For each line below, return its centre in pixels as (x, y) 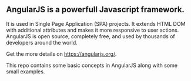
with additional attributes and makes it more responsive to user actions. (93, 30)
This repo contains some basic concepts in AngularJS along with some (92, 65)
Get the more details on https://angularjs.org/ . (61, 54)
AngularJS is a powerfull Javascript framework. (95, 10)
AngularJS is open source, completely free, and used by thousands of (91, 36)
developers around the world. (42, 42)
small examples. (26, 71)
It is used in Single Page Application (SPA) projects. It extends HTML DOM (96, 23)
